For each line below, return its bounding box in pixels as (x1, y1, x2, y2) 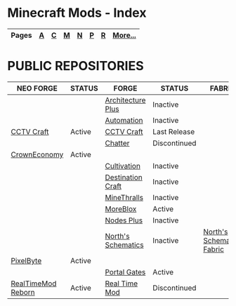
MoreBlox (105, 204, 137, 213)
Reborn (11, 287, 35, 297)
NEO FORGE (16, 83, 58, 93)
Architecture (105, 95, 146, 105)
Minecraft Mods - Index (7, 5, 147, 21)
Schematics (105, 240, 144, 250)
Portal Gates (105, 267, 146, 277)
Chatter (105, 138, 130, 148)
